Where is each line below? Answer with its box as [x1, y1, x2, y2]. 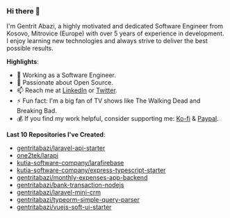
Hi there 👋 [6, 6, 41, 16]
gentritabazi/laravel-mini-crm [16, 188, 101, 196]
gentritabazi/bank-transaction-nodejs [16, 181, 124, 190]
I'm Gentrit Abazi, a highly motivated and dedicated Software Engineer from [6, 22, 224, 31]
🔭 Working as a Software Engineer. [16, 71, 116, 79]
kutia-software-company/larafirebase [16, 159, 124, 167]
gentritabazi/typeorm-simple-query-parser [16, 196, 140, 204]
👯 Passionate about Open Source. [16, 78, 114, 87]
